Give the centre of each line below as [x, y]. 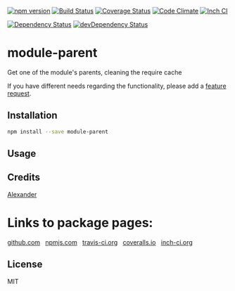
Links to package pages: [80, 223]
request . [19, 93]
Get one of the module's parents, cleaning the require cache [95, 72]
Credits [24, 177]
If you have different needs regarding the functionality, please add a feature [117, 86]
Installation [32, 116]
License [25, 265]
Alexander [22, 194]
